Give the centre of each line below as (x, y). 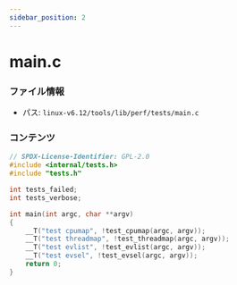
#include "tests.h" (46, 174)
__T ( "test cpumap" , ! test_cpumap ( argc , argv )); (115, 231)
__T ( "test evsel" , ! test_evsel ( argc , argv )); (112, 256)
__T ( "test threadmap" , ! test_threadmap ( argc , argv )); (127, 239)
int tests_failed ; (43, 190)
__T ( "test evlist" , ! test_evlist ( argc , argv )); (115, 247)
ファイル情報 (37, 91)
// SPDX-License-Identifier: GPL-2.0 (80, 157)
